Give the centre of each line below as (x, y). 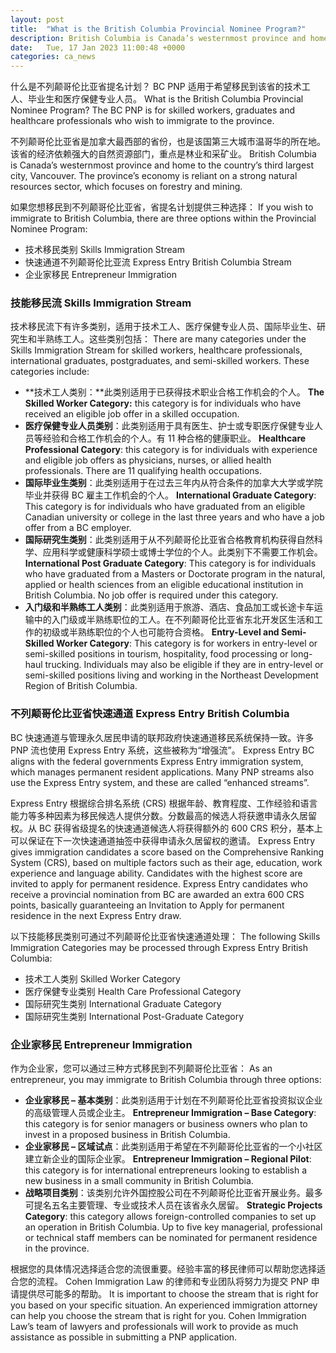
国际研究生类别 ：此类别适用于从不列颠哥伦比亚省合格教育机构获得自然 (169, 540)
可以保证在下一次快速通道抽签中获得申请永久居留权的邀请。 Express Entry (163, 840)
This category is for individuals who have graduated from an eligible (165, 507)
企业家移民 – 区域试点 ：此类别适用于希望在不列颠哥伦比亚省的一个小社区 (173, 1147)
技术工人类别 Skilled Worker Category (102, 978)
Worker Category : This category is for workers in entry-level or (186, 643)
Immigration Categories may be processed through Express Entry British (159, 947)
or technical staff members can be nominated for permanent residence (171, 1238)
